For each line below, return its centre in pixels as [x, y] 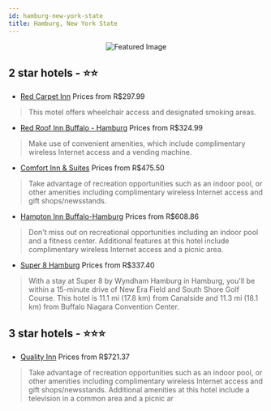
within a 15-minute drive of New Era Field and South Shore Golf [134, 289]
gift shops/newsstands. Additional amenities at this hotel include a [139, 390]
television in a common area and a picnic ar [101, 399]
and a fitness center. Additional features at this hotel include [129, 241]
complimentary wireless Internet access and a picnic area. [126, 250]
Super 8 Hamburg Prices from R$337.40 [87, 265]
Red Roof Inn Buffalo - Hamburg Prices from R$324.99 [112, 128]
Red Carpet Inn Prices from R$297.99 [82, 96]
